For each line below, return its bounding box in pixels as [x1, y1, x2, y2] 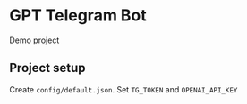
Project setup [9, 60, 87, 76]
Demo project [9, 35, 60, 45]
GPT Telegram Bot [9, 5, 148, 26]
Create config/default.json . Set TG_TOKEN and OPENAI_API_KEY [9, 84, 238, 94]
